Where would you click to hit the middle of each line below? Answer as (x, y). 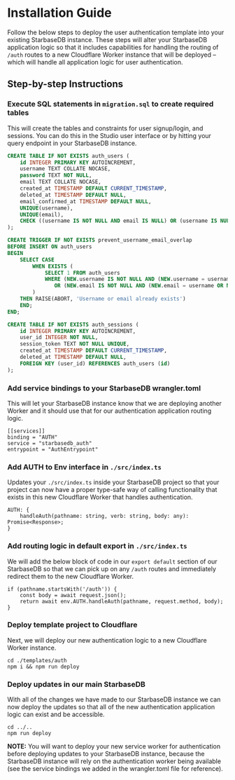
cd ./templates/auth (37, 660)
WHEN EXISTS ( (53, 266)
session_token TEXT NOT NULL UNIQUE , (75, 344)
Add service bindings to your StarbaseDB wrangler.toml (104, 388)
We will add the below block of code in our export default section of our (113, 561)
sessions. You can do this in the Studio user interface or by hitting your (109, 135)
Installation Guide (59, 13)
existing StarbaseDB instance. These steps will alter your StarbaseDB (107, 39)
